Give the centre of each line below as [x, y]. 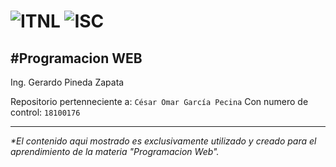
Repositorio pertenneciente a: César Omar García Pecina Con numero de [159, 101]
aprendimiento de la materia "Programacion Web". [115, 151]
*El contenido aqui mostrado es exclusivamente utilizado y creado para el [163, 141]
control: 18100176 [45, 112]
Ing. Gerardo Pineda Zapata [67, 82]
